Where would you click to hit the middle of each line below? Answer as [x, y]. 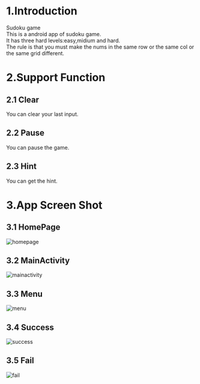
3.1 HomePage [33, 227]
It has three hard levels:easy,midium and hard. [63, 40]
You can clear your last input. [42, 114]
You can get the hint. [32, 181]
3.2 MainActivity [38, 261]
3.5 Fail [20, 361]
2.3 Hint [22, 166]
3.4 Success [30, 327]
